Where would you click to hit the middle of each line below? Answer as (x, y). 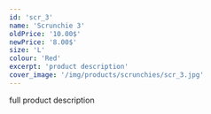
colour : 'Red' (35, 58)
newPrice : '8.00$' (43, 42)
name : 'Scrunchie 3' (47, 26)
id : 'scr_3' (31, 17)
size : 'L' (27, 50)
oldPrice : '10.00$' (45, 34)
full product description (52, 100)
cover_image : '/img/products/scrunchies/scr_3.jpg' (106, 75)
